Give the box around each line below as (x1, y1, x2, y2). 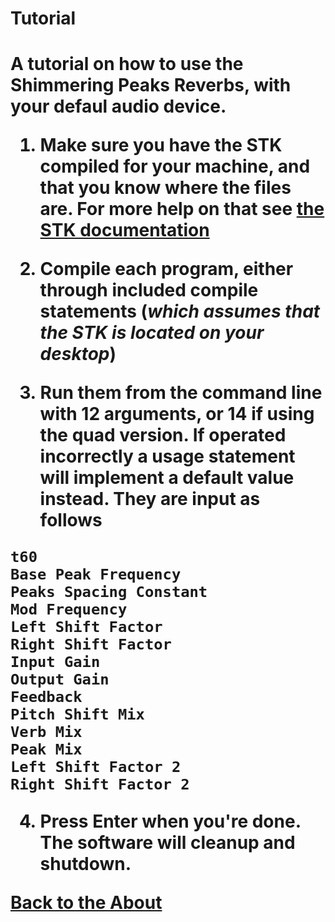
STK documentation (39, 219, 210, 242)
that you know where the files (39, 177, 292, 199)
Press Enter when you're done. (39, 810, 302, 833)
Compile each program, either (39, 258, 294, 281)
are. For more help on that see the (39, 198, 325, 221)
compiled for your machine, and (39, 155, 311, 178)
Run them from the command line (39, 382, 323, 404)
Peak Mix (10, 740, 83, 759)
